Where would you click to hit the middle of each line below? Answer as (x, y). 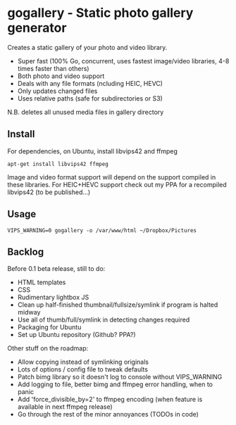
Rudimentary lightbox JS (53, 298)
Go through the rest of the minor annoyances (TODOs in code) (108, 414)
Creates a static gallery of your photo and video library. (87, 47)
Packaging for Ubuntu (49, 327)
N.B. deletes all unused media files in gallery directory (86, 112)
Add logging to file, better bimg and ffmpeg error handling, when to (115, 384)
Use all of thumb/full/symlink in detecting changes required (104, 320)
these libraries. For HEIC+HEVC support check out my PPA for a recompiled (117, 184)
